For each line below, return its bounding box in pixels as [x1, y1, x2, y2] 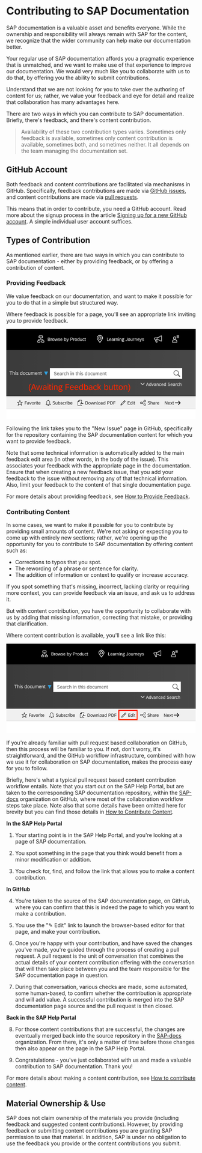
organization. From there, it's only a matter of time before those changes [14, 1038, 195, 1046]
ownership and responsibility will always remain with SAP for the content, [6, 30, 188, 37]
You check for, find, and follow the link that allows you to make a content [14, 868, 195, 875]
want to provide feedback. [6, 437, 72, 445]
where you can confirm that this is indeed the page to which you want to [14, 904, 195, 911]
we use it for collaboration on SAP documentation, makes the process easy [6, 758, 192, 765]
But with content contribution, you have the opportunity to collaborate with [6, 607, 191, 614]
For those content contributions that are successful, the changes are [14, 1026, 185, 1033]
